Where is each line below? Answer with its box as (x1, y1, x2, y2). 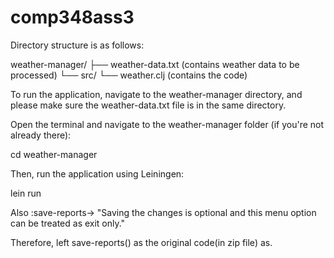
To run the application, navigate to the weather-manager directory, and (10, 88, 303, 100)
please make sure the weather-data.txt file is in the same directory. (10, 99, 287, 111)
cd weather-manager (10, 148, 98, 160)
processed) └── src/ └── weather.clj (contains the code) (10, 69, 248, 81)
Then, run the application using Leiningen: (10, 167, 185, 180)
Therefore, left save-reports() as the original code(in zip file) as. (10, 236, 273, 248)
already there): (10, 129, 72, 141)
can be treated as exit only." (10, 217, 126, 229)
